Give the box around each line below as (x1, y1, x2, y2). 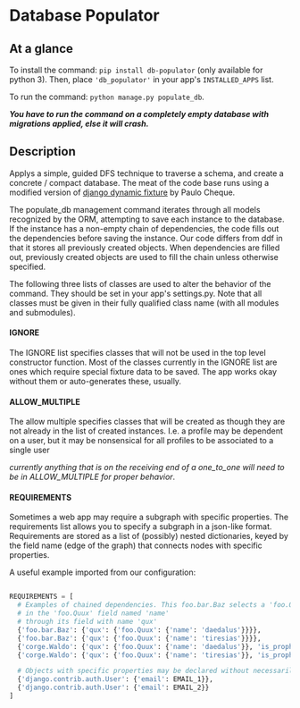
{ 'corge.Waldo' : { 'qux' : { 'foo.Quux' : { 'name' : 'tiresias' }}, (17, 650, 254, 660)
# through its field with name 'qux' (17, 618, 158, 627)
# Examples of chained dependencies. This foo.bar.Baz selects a (17, 601, 266, 610)
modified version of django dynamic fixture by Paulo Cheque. (9, 187, 236, 198)
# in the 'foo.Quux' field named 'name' (17, 609, 170, 618)
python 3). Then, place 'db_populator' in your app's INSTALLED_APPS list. (9, 74, 274, 85)
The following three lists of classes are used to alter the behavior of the (9, 278, 271, 289)
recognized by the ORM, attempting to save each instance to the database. (9, 214, 285, 224)
